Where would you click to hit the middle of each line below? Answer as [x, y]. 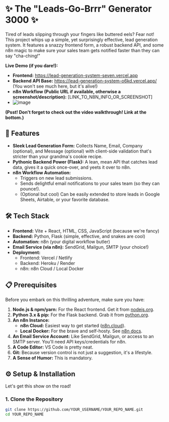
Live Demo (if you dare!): [32, 65]
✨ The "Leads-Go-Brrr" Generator [79, 9]
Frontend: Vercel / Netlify [46, 258]
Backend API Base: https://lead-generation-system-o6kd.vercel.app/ [85, 81]
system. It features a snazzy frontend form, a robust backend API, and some [84, 45]
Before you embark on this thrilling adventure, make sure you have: [75, 300]
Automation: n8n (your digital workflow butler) [61, 242]
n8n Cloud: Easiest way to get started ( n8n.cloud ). [73, 326]
